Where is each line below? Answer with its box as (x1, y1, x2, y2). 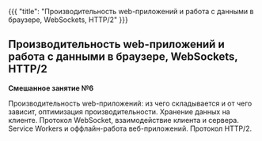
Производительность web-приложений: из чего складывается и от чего (8, 98, 253, 108)
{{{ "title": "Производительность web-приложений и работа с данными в (8, 7, 254, 16)
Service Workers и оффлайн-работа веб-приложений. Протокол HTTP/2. (8, 124, 253, 133)
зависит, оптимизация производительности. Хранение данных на (8, 106, 231, 117)
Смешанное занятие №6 (8, 83, 94, 93)
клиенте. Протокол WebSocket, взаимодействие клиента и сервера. (8, 115, 239, 124)
